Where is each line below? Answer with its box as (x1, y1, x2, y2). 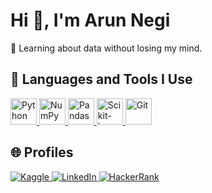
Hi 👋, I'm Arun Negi (10, 9, 171, 32)
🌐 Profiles (10, 144, 74, 161)
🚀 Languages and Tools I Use (10, 71, 193, 88)
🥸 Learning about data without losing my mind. (10, 42, 203, 54)
